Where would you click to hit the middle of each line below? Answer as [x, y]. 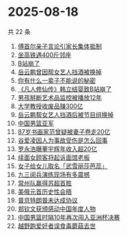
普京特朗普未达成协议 [47, 200]
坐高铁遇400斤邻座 [44, 55]
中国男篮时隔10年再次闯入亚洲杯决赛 [69, 217]
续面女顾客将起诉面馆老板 [54, 157]
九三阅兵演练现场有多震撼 [54, 174]
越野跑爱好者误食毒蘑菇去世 [57, 226]
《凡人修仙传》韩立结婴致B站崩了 [65, 89]
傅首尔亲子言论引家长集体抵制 [59, 46]
